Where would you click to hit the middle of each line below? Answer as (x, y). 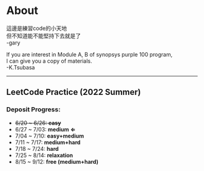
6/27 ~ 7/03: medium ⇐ (45, 129)
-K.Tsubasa (21, 67)
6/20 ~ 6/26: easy (38, 123)
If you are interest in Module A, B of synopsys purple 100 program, (90, 54)
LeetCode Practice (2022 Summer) (74, 92)
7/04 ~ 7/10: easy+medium (49, 136)
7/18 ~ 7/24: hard (37, 148)
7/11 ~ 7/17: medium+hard (48, 142)
